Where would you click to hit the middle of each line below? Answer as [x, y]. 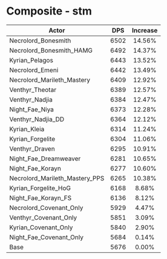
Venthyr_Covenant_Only [43, 217]
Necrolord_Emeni [34, 70]
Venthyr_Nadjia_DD [37, 119]
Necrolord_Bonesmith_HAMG [51, 50]
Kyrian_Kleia [27, 129]
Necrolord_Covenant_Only [46, 208]
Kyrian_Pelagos [31, 60]
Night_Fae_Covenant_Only [46, 237]
